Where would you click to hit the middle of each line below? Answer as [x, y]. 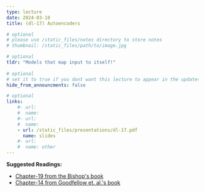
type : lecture [24, 12]
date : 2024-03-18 [28, 18]
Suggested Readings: [34, 164]
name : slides [39, 136]
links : [15, 102]
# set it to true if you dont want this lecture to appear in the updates [103, 79]
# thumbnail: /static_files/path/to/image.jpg [67, 46]
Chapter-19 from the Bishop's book [59, 176]
